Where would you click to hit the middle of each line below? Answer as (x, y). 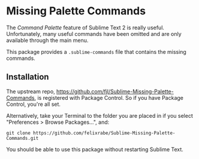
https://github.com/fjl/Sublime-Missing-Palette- (115, 91)
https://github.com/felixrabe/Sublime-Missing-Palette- (104, 133)
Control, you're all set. (34, 104)
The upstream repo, (31, 91)
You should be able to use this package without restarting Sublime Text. (95, 149)
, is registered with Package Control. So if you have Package (109, 97)
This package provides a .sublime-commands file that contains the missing (97, 51)
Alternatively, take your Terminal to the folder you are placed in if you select (99, 115)
